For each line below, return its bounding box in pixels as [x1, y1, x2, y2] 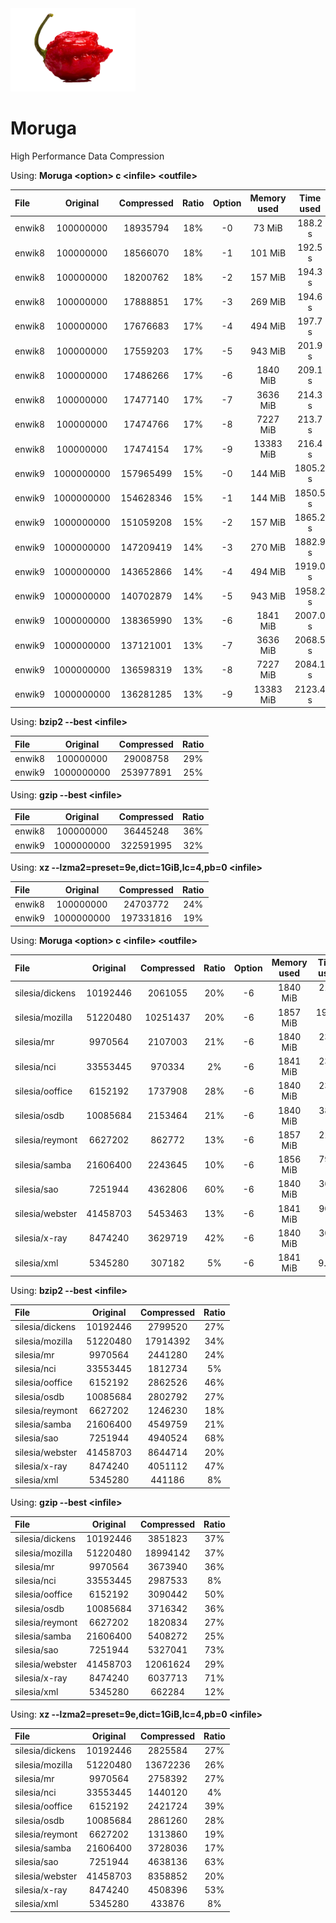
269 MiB [249, 296, 287, 308]
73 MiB [253, 222, 283, 234]
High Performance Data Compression [10, 150, 165, 162]
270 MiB [249, 541, 287, 553]
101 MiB [249, 247, 287, 259]
